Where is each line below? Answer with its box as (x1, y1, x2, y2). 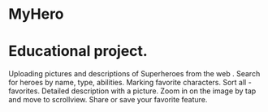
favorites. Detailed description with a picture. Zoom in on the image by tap (8, 86, 257, 96)
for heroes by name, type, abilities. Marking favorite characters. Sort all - (8, 78, 252, 88)
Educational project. (8, 42, 148, 61)
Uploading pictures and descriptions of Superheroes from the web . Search (8, 69, 261, 79)
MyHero (8, 5, 64, 24)
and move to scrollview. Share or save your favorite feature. (8, 95, 208, 105)
